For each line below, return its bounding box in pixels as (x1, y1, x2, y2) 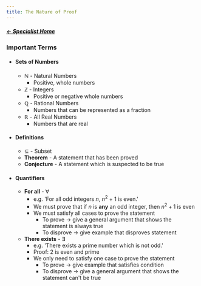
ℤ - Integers (24, 86, 54, 93)
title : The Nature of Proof (6, 9, 78, 15)
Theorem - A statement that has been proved (24, 154, 138, 161)
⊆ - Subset (24, 147, 52, 155)
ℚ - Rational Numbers (24, 99, 79, 106)
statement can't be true (42, 274, 101, 281)
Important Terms (6, 43, 57, 52)
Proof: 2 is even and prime (33, 248, 100, 256)
